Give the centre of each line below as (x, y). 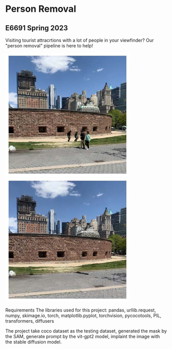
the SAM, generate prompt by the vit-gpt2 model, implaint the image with (83, 336)
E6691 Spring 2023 (37, 28)
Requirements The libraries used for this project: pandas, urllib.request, (81, 310)
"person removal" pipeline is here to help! (49, 46)
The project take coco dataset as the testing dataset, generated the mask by (86, 331)
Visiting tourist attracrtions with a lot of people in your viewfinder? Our (80, 40)
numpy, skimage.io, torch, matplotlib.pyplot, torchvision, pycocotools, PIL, (83, 316)
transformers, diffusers (30, 321)
